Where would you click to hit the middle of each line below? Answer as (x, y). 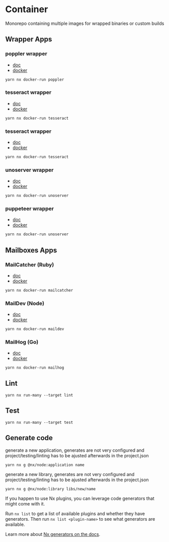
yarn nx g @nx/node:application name (45, 465)
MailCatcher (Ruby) (30, 265)
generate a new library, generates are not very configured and (70, 474)
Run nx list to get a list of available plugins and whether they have (75, 514)
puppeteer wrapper (30, 208)
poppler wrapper (26, 54)
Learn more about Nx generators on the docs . (53, 534)
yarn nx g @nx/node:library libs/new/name (50, 489)
